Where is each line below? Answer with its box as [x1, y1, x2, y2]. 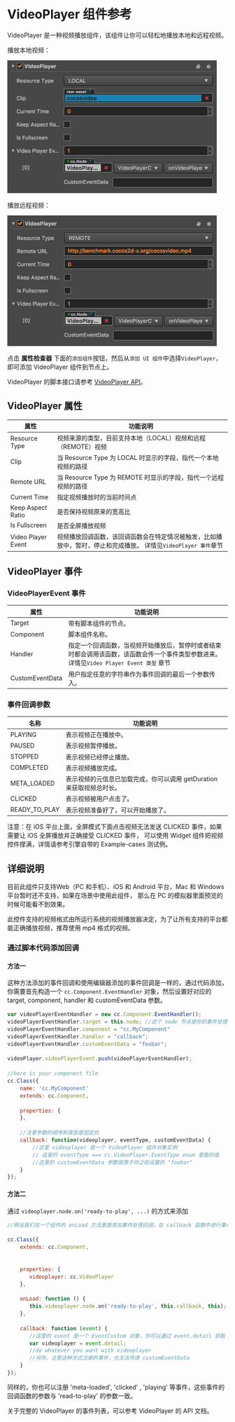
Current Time [10, 492, 49, 501]
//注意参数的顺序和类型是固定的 [20, 1130, 99, 1137]
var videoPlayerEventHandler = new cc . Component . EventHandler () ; [7, 1011, 201, 1018]
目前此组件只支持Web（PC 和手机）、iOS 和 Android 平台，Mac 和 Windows [7, 883, 225, 891]
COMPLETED [10, 764, 49, 772]
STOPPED [10, 752, 39, 761]
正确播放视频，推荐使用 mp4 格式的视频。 [13, 923, 134, 933]
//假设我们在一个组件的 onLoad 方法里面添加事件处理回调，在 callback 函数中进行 [7, 1221, 222, 1228]
